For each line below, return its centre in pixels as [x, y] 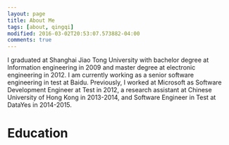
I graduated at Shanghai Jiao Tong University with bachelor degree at [108, 60]
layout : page [26, 14]
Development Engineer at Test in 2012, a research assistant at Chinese [110, 90]
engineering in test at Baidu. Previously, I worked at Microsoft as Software [114, 82]
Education [38, 133]
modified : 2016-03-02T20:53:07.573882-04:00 [74, 33]
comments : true [30, 40]
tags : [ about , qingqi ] [41, 27]
